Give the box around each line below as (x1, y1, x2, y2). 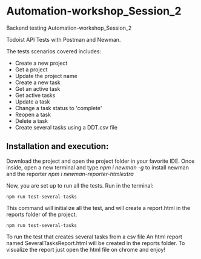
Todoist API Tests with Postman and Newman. (6, 36, 121, 43)
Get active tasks (15, 91, 56, 99)
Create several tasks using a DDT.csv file (15, 123, 118, 131)
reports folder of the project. (6, 211, 77, 218)
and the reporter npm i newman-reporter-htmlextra (6, 170, 134, 177)
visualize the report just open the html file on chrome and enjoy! (6, 246, 165, 253)
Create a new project (15, 59, 68, 67)
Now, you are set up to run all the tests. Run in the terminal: (6, 182, 154, 189)
